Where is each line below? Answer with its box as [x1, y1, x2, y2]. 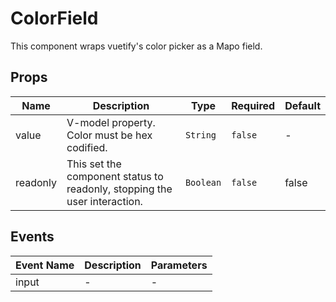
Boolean [184, 177, 222, 188]
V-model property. [66, 115, 156, 129]
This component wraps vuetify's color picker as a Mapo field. [10, 40, 263, 52]
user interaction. [66, 194, 143, 208]
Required [231, 98, 276, 112]
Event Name [15, 258, 75, 272]
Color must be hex [66, 128, 153, 142]
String [184, 129, 217, 141]
